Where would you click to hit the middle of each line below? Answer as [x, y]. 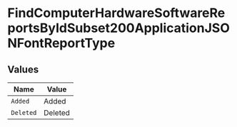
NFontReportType [61, 43]
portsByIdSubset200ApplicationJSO [118, 28]
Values [23, 69]
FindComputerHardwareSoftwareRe [116, 13]
